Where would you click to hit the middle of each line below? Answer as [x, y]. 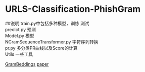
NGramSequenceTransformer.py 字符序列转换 [52, 42]
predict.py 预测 [21, 29]
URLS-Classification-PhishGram [73, 9]
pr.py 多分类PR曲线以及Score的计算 [41, 48]
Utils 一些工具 [19, 54]
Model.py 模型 [20, 36]
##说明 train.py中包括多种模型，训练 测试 [47, 23]
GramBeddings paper [27, 64]
